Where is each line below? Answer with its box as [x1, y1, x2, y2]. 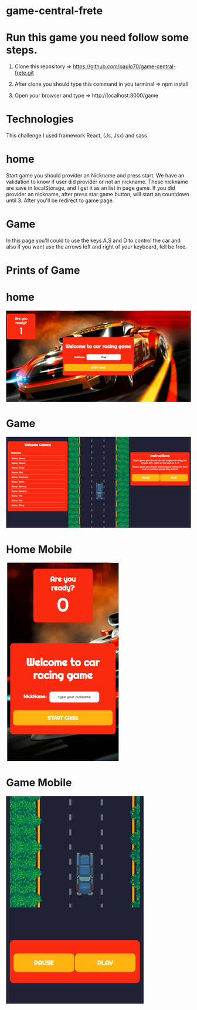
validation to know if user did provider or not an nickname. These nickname [6, 178, 189, 185]
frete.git [14, 69, 34, 76]
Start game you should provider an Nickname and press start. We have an [6, 172, 185, 179]
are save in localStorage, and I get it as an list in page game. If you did [6, 184, 175, 192]
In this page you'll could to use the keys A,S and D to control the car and [6, 237, 181, 244]
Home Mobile [6, 543, 72, 556]
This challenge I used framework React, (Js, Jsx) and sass [6, 132, 148, 139]
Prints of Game [6, 264, 80, 277]
